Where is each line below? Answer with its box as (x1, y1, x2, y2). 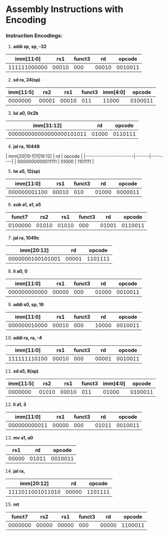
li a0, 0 (13, 268, 28, 275)
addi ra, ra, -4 (13, 335, 42, 341)
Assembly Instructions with (6, 4, 124, 15)
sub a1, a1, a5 (13, 202, 41, 208)
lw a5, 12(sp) (13, 168, 40, 174)
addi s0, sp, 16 (13, 302, 44, 308)
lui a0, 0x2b (13, 110, 39, 116)
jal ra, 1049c (13, 235, 40, 241)
